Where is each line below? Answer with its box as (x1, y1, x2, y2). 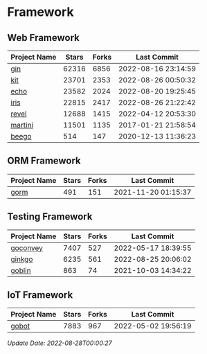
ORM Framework (7, 155, 81, 167)
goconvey (10, 243, 44, 253)
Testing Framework (7, 211, 93, 222)
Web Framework (7, 32, 80, 44)
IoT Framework (7, 289, 73, 301)
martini (10, 121, 33, 130)
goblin (10, 265, 31, 275)
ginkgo (10, 254, 33, 264)
